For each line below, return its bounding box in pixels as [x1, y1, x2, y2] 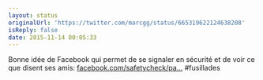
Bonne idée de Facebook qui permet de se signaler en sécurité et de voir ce [8, 55, 255, 64]
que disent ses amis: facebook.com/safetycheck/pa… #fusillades [8, 64, 221, 73]
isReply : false [8, 26, 58, 34]
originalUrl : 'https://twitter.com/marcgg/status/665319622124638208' [8, 19, 246, 27]
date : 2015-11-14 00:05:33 [8, 33, 97, 42]
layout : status [8, 11, 58, 20]
